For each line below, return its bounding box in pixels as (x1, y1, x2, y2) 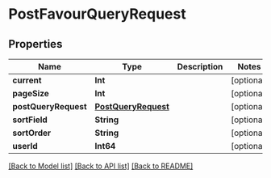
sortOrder (12, 127, 52, 138)
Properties (8, 37, 63, 51)
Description (177, 61, 223, 72)
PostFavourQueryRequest (8, 5, 187, 23)
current (12, 74, 42, 86)
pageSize (12, 88, 50, 99)
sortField (12, 114, 48, 125)
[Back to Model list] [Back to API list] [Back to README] (8, 161, 194, 171)
